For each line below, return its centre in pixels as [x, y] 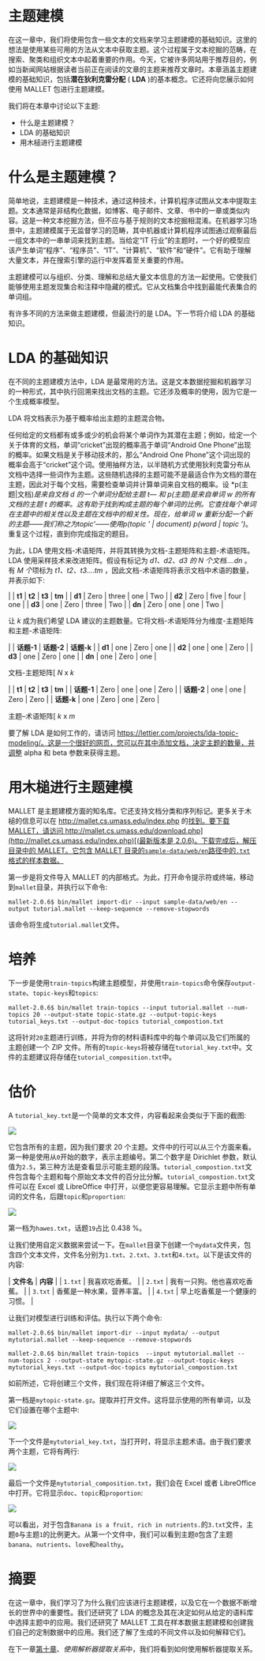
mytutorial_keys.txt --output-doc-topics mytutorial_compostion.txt [123, 1367]
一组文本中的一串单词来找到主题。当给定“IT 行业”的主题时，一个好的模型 [126, 240]
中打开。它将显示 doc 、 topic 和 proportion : [76, 1493]
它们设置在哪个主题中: [44, 1410]
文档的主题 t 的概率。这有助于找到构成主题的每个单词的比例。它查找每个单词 [132, 504]
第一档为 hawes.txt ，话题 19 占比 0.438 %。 [77, 1228]
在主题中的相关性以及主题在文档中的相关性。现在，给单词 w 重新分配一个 [127, 514]
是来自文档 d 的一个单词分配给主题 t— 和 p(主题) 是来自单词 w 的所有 [144, 494]
